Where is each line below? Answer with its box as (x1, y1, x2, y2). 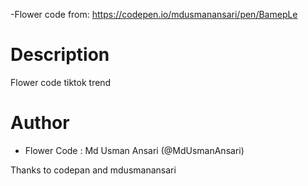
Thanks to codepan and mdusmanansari (10, 164, 177, 176)
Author (10, 112, 70, 134)
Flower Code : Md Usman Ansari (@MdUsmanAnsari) (24, 144, 245, 156)
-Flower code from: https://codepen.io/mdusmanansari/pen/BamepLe (10, 9, 298, 20)
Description (10, 44, 110, 66)
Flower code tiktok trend (10, 76, 112, 88)
